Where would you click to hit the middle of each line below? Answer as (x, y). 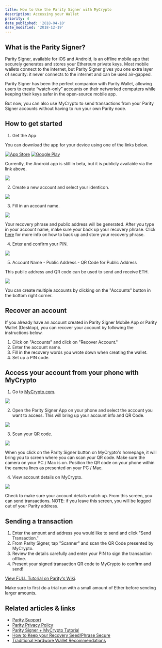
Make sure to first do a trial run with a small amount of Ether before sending (81, 588)
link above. (16, 169)
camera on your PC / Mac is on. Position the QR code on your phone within (80, 463)
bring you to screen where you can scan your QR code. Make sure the (75, 458)
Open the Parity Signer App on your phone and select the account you (82, 411)
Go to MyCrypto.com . (34, 392)
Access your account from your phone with (72, 372)
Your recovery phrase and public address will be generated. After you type (80, 224)
